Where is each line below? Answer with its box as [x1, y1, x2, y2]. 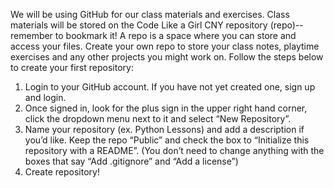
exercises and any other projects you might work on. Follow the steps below [10, 51, 324, 63]
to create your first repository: [10, 62, 134, 73]
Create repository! [24, 166, 100, 178]
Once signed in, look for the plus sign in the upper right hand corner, [24, 102, 308, 114]
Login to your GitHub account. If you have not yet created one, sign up [24, 81, 316, 93]
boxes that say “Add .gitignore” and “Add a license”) [24, 155, 239, 167]
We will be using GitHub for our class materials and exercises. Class [10, 9, 290, 20]
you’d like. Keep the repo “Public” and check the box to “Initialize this [24, 134, 310, 146]
